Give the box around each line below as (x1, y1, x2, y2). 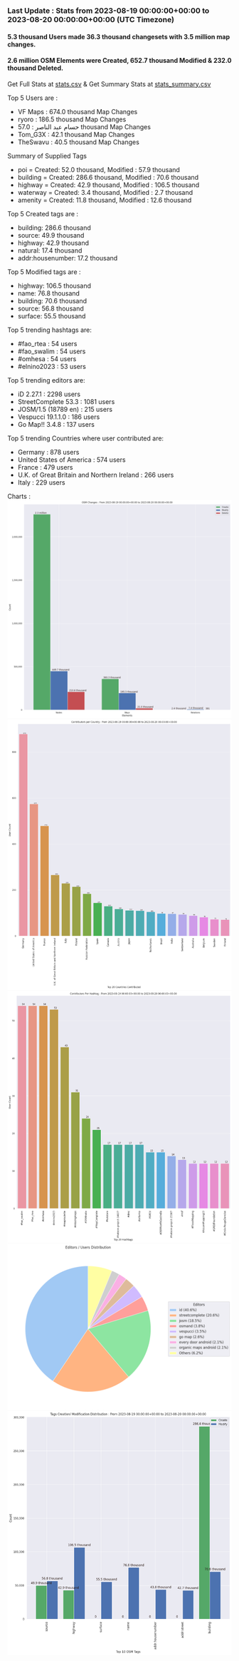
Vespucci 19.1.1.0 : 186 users (17, 413, 100, 421)
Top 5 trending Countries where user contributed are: (7, 434, 164, 443)
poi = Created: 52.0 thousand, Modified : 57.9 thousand (17, 165, 180, 173)
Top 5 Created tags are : (7, 209, 79, 218)
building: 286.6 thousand (17, 223, 91, 232)
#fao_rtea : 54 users (17, 339, 78, 348)
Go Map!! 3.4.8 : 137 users (17, 420, 95, 428)
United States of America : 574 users (17, 455, 126, 464)
